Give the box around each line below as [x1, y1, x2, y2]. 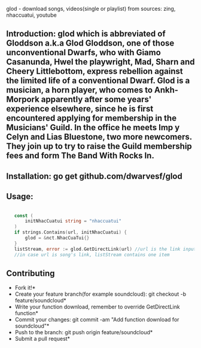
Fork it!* [14, 284, 36, 292]
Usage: [6, 191, 34, 202]
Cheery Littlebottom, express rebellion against [6, 66, 184, 77]
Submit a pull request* [14, 335, 71, 343]
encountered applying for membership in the [6, 113, 177, 124]
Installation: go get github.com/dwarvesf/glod [6, 171, 182, 181]
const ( [14, 212, 33, 218]
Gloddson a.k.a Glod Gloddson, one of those [6, 38, 175, 49]
